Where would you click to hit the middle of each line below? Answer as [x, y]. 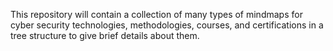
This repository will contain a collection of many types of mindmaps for [156, 14]
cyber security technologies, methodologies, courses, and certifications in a [167, 25]
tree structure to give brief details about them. [105, 35]
